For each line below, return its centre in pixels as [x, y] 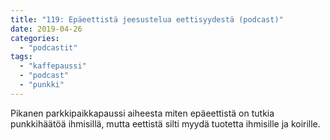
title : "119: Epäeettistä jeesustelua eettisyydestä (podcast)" [147, 19]
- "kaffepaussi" [53, 66]
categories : [35, 38]
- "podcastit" [48, 47]
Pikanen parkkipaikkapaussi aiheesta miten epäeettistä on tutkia [142, 113]
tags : [21, 57]
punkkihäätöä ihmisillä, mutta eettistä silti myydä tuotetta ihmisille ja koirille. [165, 123]
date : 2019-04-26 [46, 29]
